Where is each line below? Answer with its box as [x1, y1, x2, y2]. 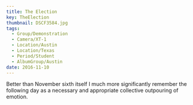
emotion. [6, 93, 28, 100]
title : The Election [6, 8, 58, 15]
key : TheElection [6, 14, 50, 20]
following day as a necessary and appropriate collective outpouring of [6, 87, 179, 94]
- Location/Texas [11, 48, 55, 54]
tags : [6, 25, 20, 32]
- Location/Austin [11, 42, 58, 48]
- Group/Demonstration [11, 31, 68, 37]
